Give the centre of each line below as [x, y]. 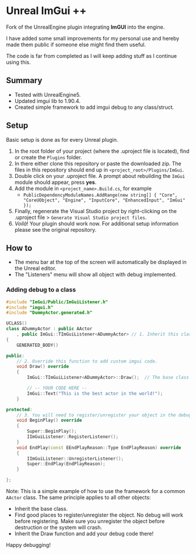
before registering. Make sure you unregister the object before [90, 521]
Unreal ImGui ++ [46, 11]
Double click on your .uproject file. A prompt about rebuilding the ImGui [100, 176]
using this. [18, 62]
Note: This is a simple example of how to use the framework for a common [96, 491]
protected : [19, 409]
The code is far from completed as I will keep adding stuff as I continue [92, 56]
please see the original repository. [55, 230]
